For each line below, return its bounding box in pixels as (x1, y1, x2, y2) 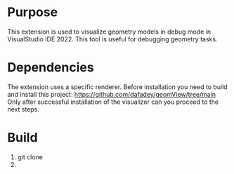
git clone (17, 152, 44, 161)
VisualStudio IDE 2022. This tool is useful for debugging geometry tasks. (7, 34, 218, 43)
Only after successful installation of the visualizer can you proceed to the (7, 98, 219, 106)
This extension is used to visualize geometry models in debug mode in (7, 27, 212, 36)
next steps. (7, 105, 40, 113)
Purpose (7, 4, 58, 20)
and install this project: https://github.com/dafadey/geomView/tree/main (7, 90, 216, 98)
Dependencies (7, 60, 94, 76)
